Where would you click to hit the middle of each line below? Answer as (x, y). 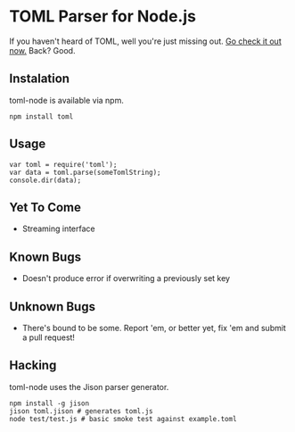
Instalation (39, 79)
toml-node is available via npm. (67, 100)
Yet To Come (45, 207)
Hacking (33, 366)
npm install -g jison (49, 403)
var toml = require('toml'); (63, 164)
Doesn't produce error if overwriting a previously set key (126, 278)
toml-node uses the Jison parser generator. (89, 386)
